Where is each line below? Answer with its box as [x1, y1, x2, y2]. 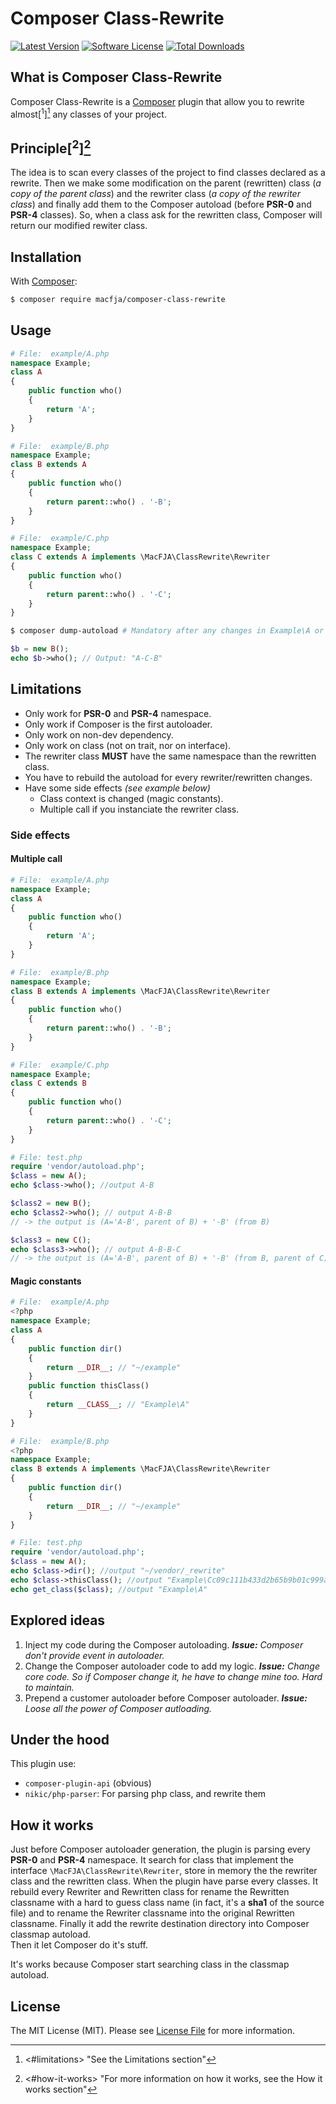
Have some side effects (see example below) [24, 782, 211, 794]
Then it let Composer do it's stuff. [10, 1939, 148, 1951]
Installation [10, 248, 82, 266]
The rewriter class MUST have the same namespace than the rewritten [24, 750, 317, 762]
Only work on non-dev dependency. [24, 728, 174, 741]
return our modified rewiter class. [10, 220, 148, 232]
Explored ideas [10, 1612, 106, 1629]
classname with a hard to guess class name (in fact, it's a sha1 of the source [10, 1897, 325, 1909]
